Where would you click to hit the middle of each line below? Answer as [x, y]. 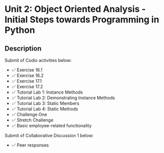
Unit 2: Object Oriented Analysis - [75, 9]
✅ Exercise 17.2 [27, 87]
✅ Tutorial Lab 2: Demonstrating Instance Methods [63, 98]
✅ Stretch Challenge [33, 120]
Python [20, 30]
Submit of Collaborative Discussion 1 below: [49, 135]
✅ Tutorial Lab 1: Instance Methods [47, 92]
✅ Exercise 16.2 [28, 76]
